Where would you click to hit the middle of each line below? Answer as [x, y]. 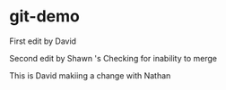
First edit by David [43, 41]
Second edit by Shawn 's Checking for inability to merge [113, 58]
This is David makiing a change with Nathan [90, 75]
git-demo [45, 16]
